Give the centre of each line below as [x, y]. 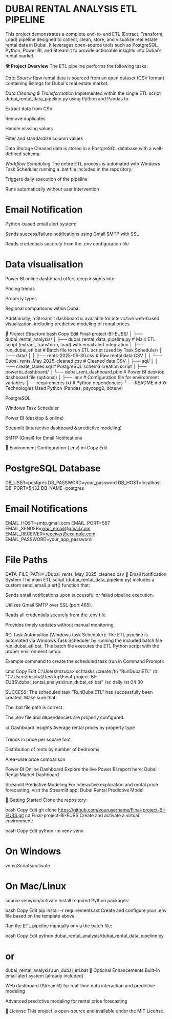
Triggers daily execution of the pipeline [47, 179]
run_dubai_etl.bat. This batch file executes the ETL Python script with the [82, 646]
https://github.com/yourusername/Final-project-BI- [112, 809]
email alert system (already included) [44, 976]
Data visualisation [44, 265]
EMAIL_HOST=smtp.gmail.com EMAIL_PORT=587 [58, 523]
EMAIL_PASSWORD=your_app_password [49, 539]
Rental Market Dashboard [32, 775]
